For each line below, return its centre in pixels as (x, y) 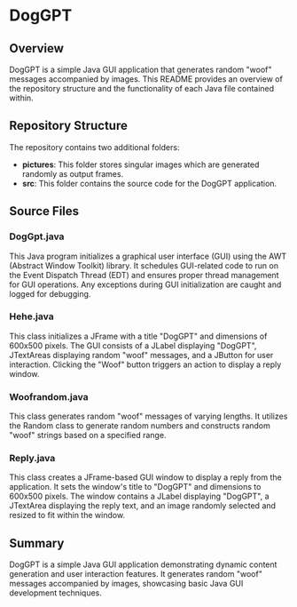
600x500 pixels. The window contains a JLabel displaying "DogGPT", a (139, 496)
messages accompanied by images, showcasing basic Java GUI (126, 584)
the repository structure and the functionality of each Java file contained (142, 88)
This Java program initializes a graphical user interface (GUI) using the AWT (148, 256)
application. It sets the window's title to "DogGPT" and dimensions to (135, 487)
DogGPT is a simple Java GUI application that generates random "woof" (141, 69)
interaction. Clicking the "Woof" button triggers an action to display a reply (145, 364)
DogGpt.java (37, 236)
